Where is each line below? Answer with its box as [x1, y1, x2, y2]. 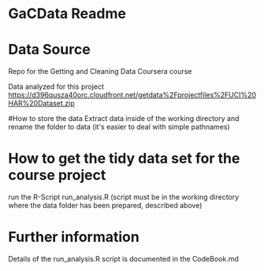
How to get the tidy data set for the [8, 150, 240, 167]
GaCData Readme [8, 5, 126, 23]
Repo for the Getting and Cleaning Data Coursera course [8, 67, 192, 76]
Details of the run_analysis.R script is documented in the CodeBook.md [8, 255, 239, 263]
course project [8, 167, 106, 185]
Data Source [8, 41, 91, 59]
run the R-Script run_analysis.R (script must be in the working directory [8, 192, 240, 202]
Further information [8, 229, 139, 246]
